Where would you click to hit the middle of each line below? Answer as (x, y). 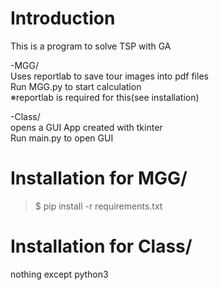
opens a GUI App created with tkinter (86, 127)
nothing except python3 (59, 274)
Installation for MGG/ (99, 178)
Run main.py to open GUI (62, 138)
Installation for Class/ (101, 246)
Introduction (63, 18)
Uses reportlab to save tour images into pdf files (109, 76)
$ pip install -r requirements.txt (98, 206)
